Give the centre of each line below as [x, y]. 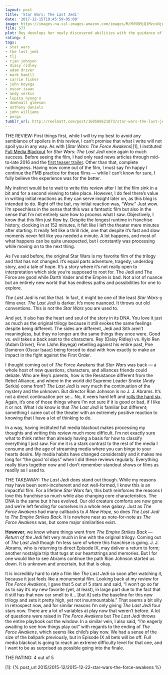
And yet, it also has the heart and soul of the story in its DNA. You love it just [84, 317]
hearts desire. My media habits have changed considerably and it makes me [84, 454]
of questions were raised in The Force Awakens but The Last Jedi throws [80, 616]
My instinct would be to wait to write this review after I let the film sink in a [81, 187]
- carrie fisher [22, 79]
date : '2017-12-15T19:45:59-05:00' [42, 19]
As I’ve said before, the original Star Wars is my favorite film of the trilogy [80, 256]
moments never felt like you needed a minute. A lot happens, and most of [80, 235]
